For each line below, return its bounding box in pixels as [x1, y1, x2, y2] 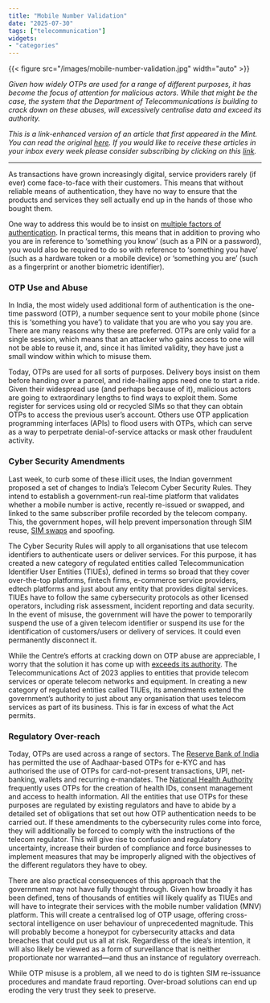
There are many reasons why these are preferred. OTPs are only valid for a [8, 326, 256, 336]
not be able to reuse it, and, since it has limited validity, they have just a [8, 343, 244, 353]
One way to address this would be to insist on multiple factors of [8, 219, 222, 229]
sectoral [8, 918, 35, 928]
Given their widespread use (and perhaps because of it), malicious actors [8, 384, 252, 394]
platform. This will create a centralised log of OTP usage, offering [8, 910, 224, 920]
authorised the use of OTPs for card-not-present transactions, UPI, [8, 766, 231, 776]
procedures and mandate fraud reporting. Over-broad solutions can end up [8, 977, 257, 987]
